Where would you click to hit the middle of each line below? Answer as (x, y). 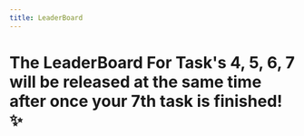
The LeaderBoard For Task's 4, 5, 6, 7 (152, 62)
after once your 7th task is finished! (146, 101)
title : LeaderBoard (46, 18)
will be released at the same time (136, 82)
